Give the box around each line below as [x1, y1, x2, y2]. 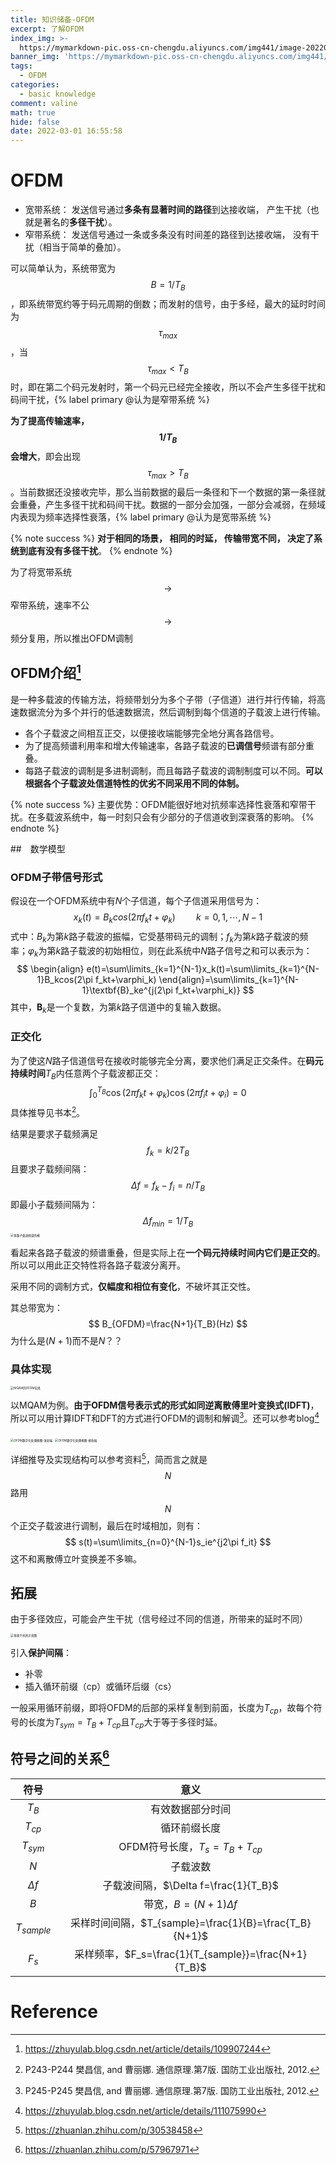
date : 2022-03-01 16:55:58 [10, 126, 123, 136]
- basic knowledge [19, 89, 97, 99]
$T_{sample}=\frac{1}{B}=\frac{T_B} [139, 1916, 312, 1930]
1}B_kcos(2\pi [36, 973, 93, 985]
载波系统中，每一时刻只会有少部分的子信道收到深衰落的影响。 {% [44, 811, 315, 823]
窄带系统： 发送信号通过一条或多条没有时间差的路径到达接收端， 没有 [24, 229, 311, 241]
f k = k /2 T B [146, 1144, 190, 1158]
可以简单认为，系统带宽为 [10, 262, 116, 275]
